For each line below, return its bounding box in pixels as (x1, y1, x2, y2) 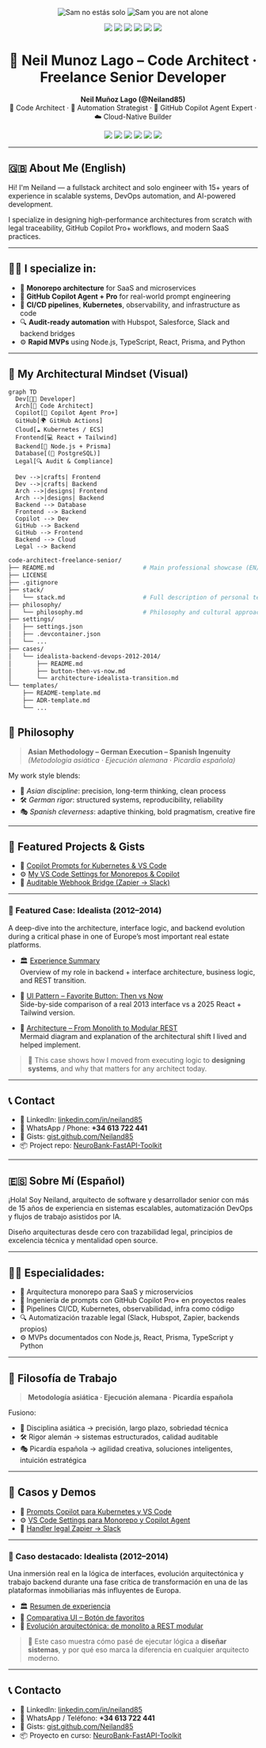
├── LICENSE (8, 571, 47, 580)
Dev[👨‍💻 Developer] (15, 395, 77, 403)
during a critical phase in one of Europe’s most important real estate (8, 931, 230, 941)
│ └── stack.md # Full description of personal (8, 593, 249, 601)
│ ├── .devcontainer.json (8, 630, 101, 638)
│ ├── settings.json (8, 623, 83, 631)
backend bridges (19, 329, 75, 338)
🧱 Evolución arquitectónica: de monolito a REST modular (19, 1621, 203, 1631)
